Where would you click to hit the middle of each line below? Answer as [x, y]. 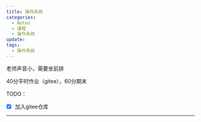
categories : [21, 17]
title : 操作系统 [25, 12]
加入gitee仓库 [32, 106]
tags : [13, 45]
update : [16, 39]
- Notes [21, 23]
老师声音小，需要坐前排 [35, 68]
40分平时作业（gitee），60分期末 [47, 81]
